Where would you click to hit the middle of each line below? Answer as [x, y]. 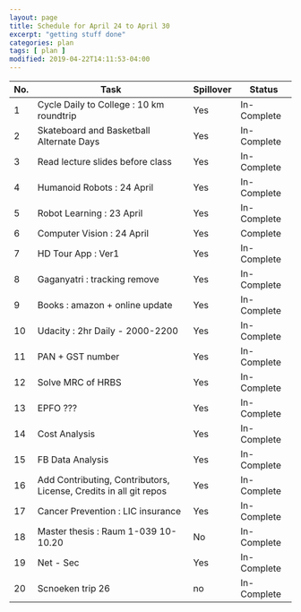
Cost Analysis [66, 434]
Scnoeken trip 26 [73, 588]
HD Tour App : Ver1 [78, 254]
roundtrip [57, 116]
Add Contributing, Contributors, [103, 480]
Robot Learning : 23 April [90, 213]
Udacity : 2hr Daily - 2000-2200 [108, 331]
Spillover [212, 89]
